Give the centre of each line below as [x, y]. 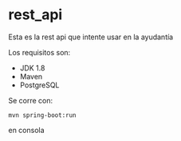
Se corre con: [31, 100]
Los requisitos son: [39, 52]
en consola [27, 130]
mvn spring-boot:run [43, 115]
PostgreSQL [39, 85]
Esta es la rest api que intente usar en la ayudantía [91, 37]
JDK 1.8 [32, 68]
